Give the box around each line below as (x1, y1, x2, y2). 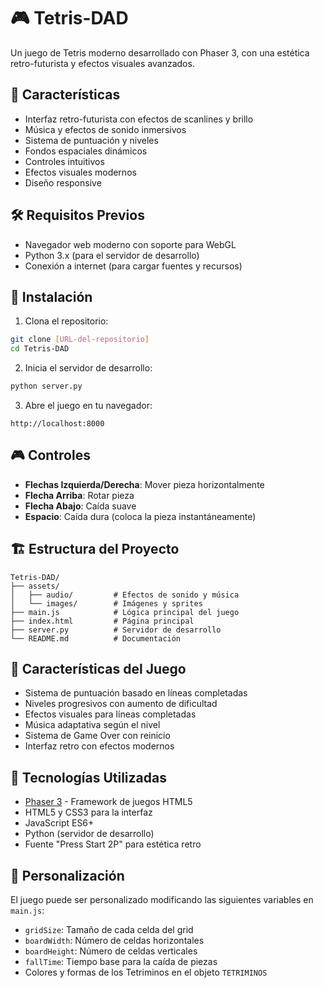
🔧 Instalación (10, 288, 93, 305)
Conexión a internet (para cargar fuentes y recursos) (24, 260, 243, 272)
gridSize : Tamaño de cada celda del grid (24, 924, 194, 936)
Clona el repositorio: (24, 315, 109, 327)
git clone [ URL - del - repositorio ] (10, 335, 150, 345)
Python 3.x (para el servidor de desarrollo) (24, 249, 200, 261)
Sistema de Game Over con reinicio (24, 730, 171, 742)
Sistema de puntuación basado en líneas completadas (24, 687, 248, 699)
